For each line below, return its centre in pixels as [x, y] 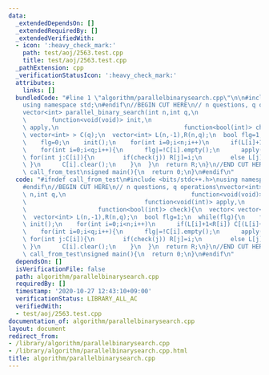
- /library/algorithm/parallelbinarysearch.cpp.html [98, 351]
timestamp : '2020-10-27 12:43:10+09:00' [84, 292]
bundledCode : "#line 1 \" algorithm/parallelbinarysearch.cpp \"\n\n [130, 98]
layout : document [37, 329]
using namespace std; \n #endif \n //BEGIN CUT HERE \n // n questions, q [139, 105]
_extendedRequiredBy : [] [57, 30]
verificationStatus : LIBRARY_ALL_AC [76, 299]
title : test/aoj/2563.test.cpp [75, 61]
